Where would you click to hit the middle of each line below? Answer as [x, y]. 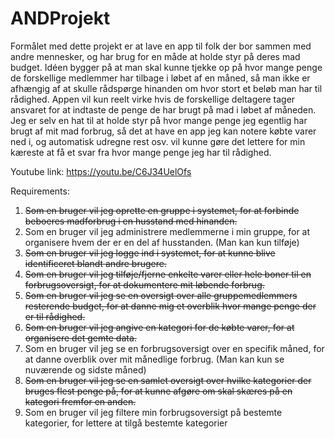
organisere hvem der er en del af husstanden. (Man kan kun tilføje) [162, 242]
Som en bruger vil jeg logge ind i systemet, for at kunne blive [150, 253]
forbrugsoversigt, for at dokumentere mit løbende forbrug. [144, 284]
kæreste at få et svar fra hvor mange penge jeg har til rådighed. [141, 152]
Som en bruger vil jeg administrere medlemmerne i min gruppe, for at [167, 231]
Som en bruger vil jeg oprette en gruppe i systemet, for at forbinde [162, 210]
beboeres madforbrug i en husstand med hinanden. [131, 221]
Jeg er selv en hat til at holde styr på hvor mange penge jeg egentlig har [159, 120]
